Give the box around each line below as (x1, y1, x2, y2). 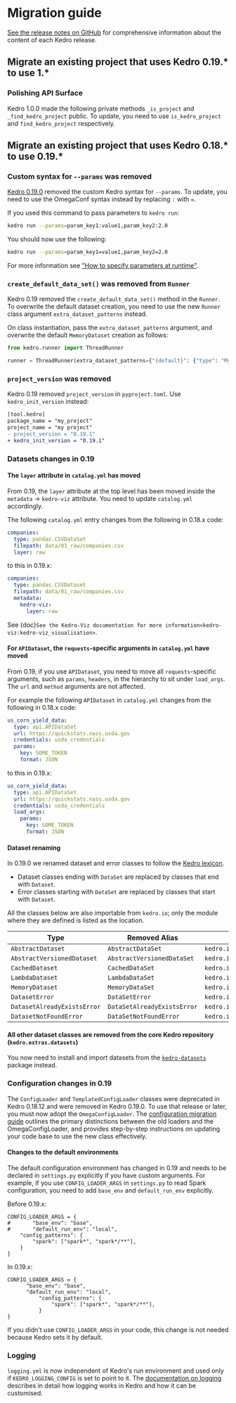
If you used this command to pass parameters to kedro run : (7, 209, 180, 217)
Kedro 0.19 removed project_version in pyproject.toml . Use (7, 390, 181, 398)
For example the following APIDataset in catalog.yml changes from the (7, 695, 211, 704)
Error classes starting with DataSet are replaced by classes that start (17, 888, 216, 896)
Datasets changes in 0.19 (7, 454, 95, 464)
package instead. (7, 1061, 58, 1069)
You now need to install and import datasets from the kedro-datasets (7, 1053, 206, 1062)
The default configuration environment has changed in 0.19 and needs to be (7, 1163, 227, 1172)
